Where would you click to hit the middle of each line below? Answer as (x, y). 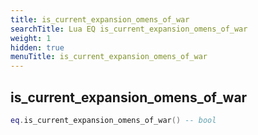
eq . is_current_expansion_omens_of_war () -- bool (113, 120)
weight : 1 (31, 38)
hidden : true (37, 47)
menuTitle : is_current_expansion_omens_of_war (109, 57)
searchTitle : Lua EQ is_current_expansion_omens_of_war (129, 29)
